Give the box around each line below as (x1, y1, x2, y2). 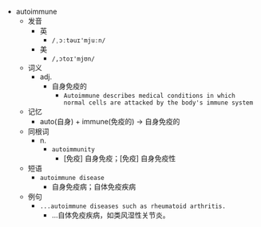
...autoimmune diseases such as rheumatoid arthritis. (39, 202, 226, 210)
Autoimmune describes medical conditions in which (63, 92, 235, 100)
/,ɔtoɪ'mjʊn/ (51, 55, 96, 63)
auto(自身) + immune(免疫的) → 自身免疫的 (39, 117, 180, 126)
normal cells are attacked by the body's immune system (63, 99, 254, 107)
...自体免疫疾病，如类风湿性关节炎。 (51, 210, 170, 220)
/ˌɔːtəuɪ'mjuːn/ (51, 37, 106, 45)
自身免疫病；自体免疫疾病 (51, 182, 136, 191)
